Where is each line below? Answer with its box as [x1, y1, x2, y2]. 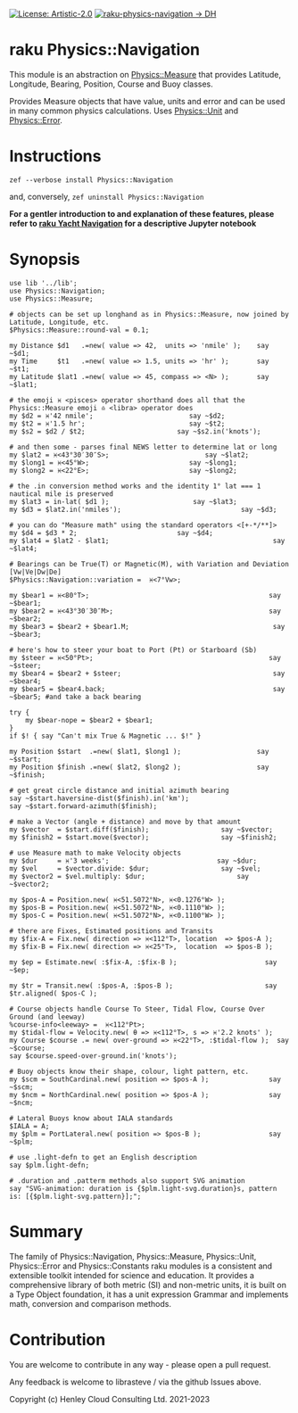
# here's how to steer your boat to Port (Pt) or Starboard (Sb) [9, 645, 257, 655]
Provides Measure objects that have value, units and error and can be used [9, 95, 286, 106]
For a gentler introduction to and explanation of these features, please [9, 208, 275, 219]
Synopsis [9, 250, 80, 269]
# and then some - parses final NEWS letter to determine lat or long [9, 442, 277, 451]
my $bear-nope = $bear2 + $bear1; [25, 715, 153, 724]
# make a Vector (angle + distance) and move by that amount [9, 817, 242, 826]
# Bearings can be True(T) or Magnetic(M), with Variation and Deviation [9, 559, 290, 568]
